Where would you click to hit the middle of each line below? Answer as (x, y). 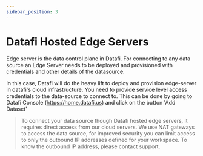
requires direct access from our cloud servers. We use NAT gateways (108, 127)
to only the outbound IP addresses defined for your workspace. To (104, 140)
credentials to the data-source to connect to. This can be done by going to (99, 96)
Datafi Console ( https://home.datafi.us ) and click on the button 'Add (91, 102)
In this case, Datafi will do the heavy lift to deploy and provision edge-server (101, 83)
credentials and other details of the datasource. (66, 71)
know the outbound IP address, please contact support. (91, 146)
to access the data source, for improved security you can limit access (108, 133)
